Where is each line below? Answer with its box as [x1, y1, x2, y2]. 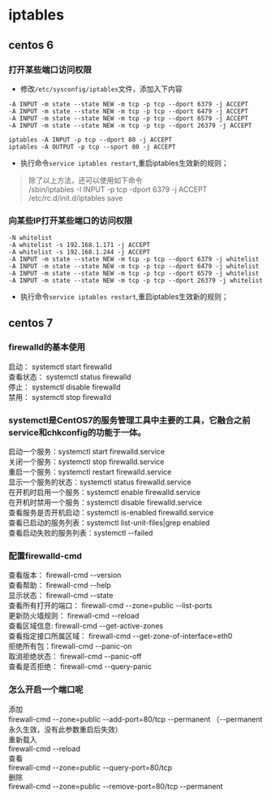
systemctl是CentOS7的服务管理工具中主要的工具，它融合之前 [8, 415, 251, 426]
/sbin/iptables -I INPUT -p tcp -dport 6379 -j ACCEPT [28, 185, 208, 194]
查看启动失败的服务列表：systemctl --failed [8, 528, 153, 538]
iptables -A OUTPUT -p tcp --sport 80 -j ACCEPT [8, 142, 176, 151]
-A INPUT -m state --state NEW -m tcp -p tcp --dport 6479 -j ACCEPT [8, 107, 249, 115]
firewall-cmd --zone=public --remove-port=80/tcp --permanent [8, 781, 223, 791]
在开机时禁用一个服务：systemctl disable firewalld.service [8, 497, 203, 507]
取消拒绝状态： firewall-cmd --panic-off [8, 652, 142, 662]
